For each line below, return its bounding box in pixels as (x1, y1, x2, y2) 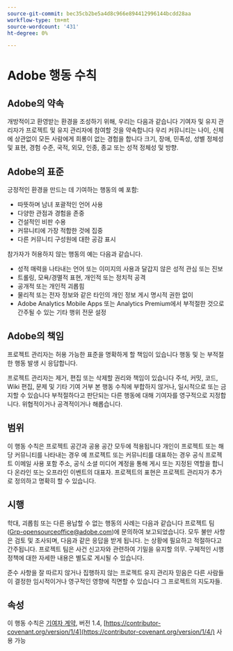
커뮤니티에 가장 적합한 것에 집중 (17, 227, 103, 235)
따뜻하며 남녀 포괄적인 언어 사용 (17, 200, 103, 209)
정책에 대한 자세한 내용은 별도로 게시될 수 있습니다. (7, 554, 145, 562)
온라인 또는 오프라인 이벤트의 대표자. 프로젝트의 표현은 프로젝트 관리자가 (14, 467, 210, 476)
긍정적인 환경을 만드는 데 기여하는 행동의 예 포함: (7, 186, 139, 194)
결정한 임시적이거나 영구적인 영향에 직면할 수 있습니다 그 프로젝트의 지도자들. (14, 577, 223, 585)
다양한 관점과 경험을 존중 (17, 209, 85, 218)
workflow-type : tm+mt (7, 17, 70, 24)
